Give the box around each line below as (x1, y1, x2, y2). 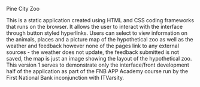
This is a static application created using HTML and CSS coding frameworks (6, 17, 195, 23)
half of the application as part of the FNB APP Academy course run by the (6, 68, 189, 74)
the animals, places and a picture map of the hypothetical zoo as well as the (6, 36, 193, 43)
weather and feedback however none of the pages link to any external (6, 42, 180, 49)
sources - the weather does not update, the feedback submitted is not (6, 49, 180, 56)
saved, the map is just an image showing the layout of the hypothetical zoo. (6, 55, 192, 62)
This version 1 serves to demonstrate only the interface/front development (6, 61, 190, 68)
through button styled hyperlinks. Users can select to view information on (6, 29, 187, 37)
